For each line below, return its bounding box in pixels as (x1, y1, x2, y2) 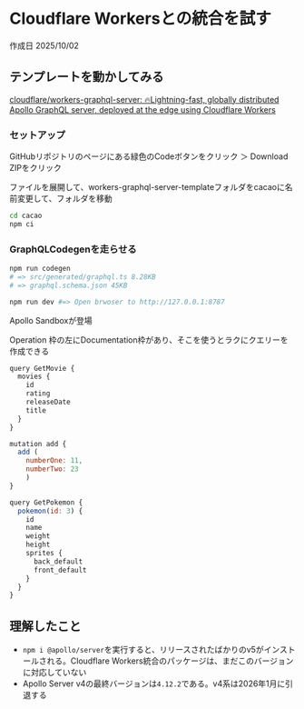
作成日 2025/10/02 (9, 40, 80, 51)
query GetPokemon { (9, 497, 83, 507)
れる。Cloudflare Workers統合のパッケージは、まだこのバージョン (46, 655, 294, 666)
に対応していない (22, 667, 87, 678)
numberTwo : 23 (25, 464, 79, 474)
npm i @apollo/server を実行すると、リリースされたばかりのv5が (22, 644, 265, 655)
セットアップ (9, 128, 66, 141)
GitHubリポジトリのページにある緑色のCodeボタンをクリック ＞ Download (9, 151, 289, 162)
